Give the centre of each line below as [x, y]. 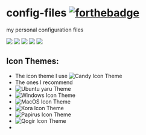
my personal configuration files [45, 30]
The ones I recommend [44, 82]
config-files [36, 13]
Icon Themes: [33, 61]
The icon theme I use [41, 76]
